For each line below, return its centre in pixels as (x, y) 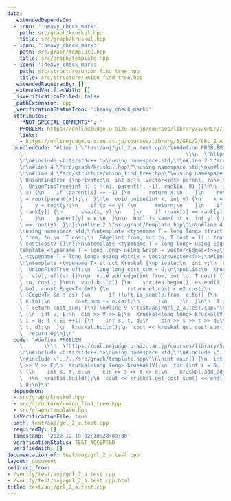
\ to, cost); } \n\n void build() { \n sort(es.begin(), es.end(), (121, 282)
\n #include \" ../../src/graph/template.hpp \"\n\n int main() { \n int (121, 359)
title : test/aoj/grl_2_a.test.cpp (57, 487)
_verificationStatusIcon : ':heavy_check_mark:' (83, 109)
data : (15, 13)
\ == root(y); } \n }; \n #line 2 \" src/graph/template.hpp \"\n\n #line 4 (121, 224)
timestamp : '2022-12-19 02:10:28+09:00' (72, 436)
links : (29, 135)
